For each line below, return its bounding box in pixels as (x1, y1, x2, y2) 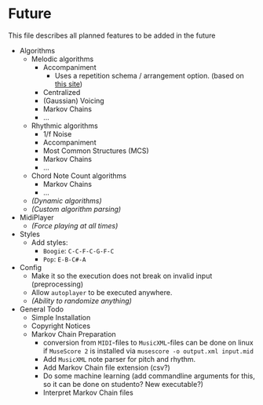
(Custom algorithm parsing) (31, 204, 122, 213)
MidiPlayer (19, 213, 54, 222)
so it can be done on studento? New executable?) (42, 379, 204, 389)
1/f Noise (42, 129, 72, 138)
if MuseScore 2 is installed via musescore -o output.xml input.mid (42, 346, 254, 356)
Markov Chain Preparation (31, 329, 116, 338)
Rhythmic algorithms (31, 121, 98, 130)
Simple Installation (31, 312, 91, 322)
